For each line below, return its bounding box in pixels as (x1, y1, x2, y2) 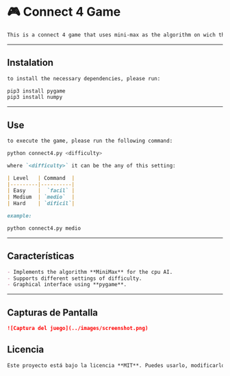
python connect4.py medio (7, 224, 81, 232)
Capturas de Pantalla (7, 307, 98, 318)
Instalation (7, 57, 53, 69)
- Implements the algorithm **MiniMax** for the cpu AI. (7, 268, 173, 275)
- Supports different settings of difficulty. (7, 274, 142, 282)
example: (7, 213, 32, 220)
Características (7, 250, 75, 262)
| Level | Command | (7, 174, 75, 181)
